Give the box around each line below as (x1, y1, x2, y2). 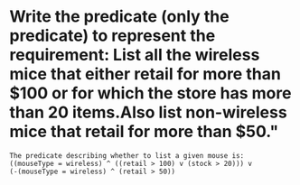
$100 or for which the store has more (9, 83, 292, 104)
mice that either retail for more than (9, 64, 282, 85)
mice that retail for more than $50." (9, 122, 279, 142)
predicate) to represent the (9, 25, 216, 46)
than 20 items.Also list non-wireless (9, 102, 287, 123)
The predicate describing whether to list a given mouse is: (9, 151, 245, 160)
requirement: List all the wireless (9, 45, 260, 65)
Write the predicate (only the (9, 6, 230, 27)
